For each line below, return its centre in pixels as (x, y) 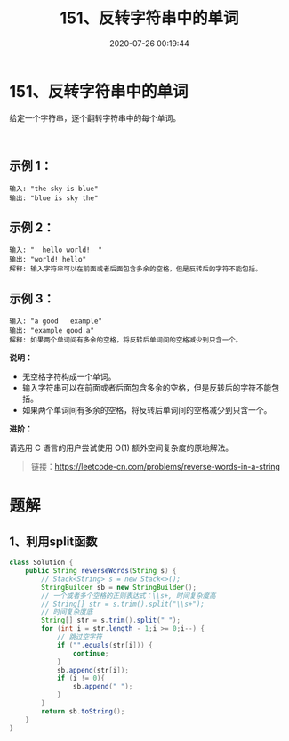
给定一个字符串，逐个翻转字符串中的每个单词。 (95, 117)
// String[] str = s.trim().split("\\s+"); (123, 604)
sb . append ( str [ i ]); (92, 670)
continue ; (91, 653)
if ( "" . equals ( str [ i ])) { (104, 645)
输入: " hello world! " (56, 250)
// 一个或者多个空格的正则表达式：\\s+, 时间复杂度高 (128, 596)
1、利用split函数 (53, 541)
